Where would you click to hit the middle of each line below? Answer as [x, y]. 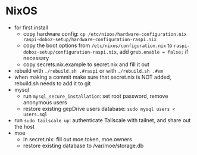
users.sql [35, 114]
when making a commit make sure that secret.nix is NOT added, [93, 77]
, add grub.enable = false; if [152, 51]
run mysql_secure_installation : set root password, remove [96, 96]
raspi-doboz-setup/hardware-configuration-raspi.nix [90, 39]
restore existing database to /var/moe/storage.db [83, 145]
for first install [31, 27]
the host [24, 126]
